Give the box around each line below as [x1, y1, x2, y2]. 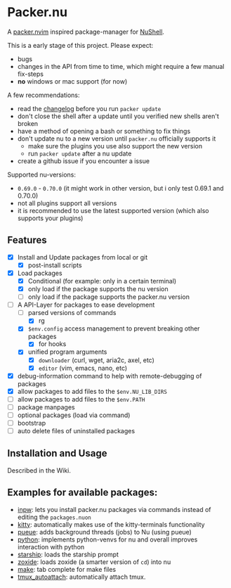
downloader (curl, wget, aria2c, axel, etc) [38, 356, 154, 364]
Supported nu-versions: [7, 170, 76, 179]
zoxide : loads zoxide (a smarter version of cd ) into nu [17, 557, 171, 566]
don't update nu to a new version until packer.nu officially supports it [17, 134, 216, 143]
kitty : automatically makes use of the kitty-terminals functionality [17, 520, 205, 528]
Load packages [17, 269, 62, 277]
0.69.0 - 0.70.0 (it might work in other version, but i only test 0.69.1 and [17, 184, 224, 192]
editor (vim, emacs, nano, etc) [38, 364, 128, 372]
